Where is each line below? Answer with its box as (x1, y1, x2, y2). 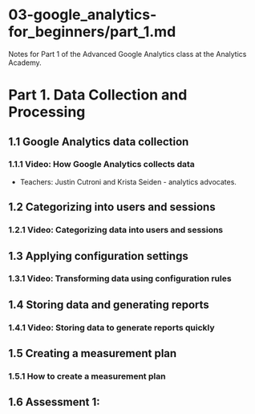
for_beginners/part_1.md (8, 22, 176, 41)
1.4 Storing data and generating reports (8, 298, 210, 311)
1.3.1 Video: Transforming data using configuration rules (8, 273, 232, 284)
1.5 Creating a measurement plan (8, 347, 177, 360)
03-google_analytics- (8, 6, 157, 24)
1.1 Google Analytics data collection (8, 135, 189, 148)
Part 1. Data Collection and (8, 86, 188, 104)
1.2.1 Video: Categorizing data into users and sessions (8, 225, 224, 236)
